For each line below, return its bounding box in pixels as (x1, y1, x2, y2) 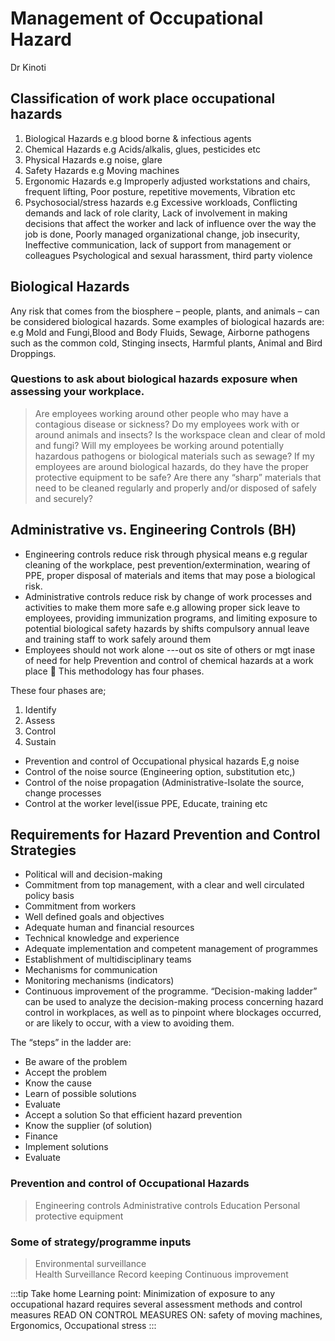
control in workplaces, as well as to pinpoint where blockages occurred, (24, 1007, 322, 1019)
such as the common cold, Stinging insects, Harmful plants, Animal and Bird (10, 337, 323, 349)
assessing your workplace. (10, 385, 145, 399)
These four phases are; (10, 684, 107, 696)
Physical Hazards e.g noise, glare (24, 153, 163, 166)
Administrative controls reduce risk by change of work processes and (24, 590, 313, 602)
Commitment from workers (24, 900, 137, 912)
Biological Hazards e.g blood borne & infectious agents (24, 132, 252, 144)
